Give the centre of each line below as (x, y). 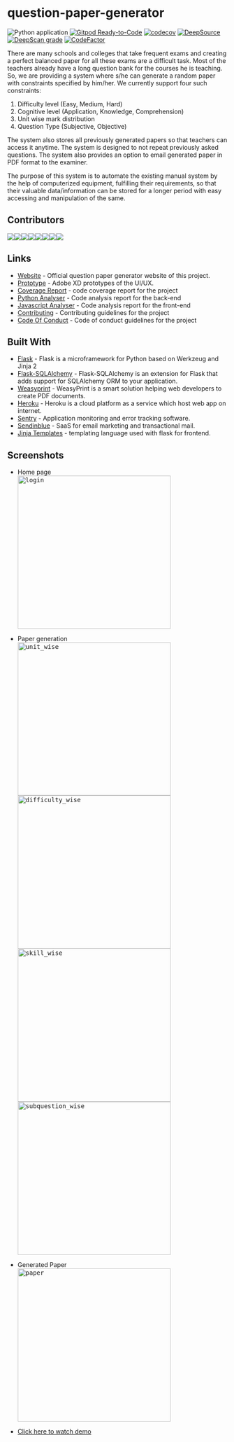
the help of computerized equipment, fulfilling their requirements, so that (112, 183)
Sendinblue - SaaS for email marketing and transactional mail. (106, 426)
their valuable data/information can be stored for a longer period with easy (115, 190)
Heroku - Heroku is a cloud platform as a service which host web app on (122, 403)
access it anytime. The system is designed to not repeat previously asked (113, 147)
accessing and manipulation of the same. (66, 198)
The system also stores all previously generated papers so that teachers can (117, 140)
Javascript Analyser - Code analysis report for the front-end (104, 305)
